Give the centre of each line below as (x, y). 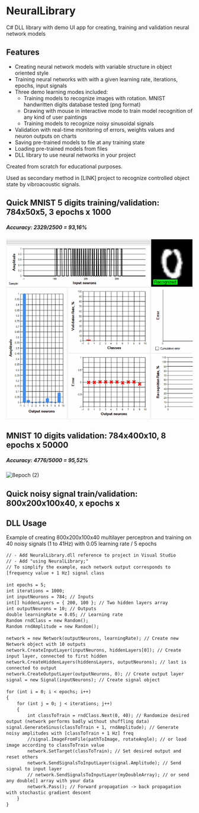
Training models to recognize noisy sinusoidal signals (89, 123)
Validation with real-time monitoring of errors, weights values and (94, 129)
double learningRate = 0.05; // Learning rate (65, 615)
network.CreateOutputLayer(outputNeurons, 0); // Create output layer (95, 674)
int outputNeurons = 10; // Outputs (51, 609)
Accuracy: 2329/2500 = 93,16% (47, 227)
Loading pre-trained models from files (61, 148)
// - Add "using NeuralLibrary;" (47, 561)
